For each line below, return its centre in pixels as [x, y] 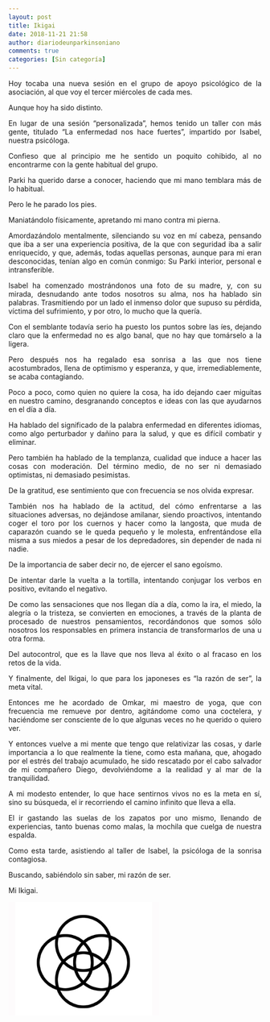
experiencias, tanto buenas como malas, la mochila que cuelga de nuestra [135, 827]
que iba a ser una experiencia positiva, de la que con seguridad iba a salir [135, 244]
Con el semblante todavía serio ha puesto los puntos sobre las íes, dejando [135, 327]
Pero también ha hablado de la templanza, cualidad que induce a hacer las [135, 458]
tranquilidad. [29, 778]
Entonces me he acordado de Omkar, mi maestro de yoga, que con [135, 702]
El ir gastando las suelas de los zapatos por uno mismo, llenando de [135, 818]
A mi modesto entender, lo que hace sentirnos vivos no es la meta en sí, [135, 794]
